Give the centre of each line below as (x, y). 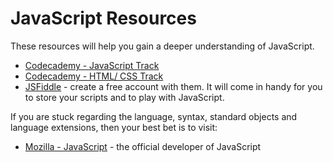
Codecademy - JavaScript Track (92, 65)
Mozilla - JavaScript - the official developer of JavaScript (143, 146)
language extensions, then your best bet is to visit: (114, 127)
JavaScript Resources (103, 18)
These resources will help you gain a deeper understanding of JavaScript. (162, 46)
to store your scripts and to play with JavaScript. (124, 97)
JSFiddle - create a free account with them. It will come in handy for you (173, 86)
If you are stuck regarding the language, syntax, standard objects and (154, 116)
